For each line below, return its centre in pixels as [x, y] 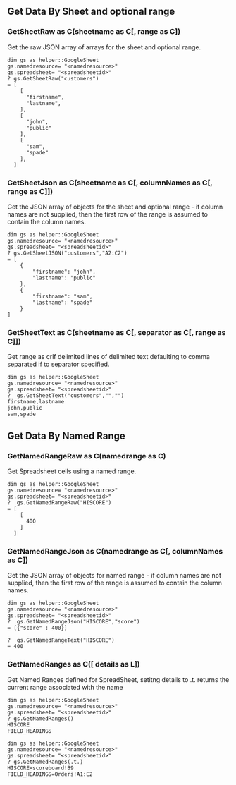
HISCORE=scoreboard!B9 [41, 768]
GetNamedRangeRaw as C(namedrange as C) [87, 456]
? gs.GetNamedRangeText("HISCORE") [61, 640]
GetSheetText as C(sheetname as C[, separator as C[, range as [117, 332]
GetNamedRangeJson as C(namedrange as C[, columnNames [115, 551]
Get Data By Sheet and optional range [91, 12]
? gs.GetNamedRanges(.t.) [45, 762]
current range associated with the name [65, 687]
